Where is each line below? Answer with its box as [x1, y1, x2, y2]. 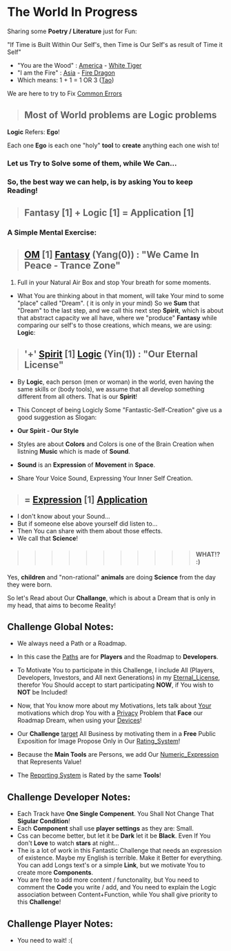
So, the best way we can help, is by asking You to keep [7, 177, 193, 187]
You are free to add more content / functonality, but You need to [17, 876, 199, 884]
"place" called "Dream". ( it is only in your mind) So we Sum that [17, 299, 200, 307]
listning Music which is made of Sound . [17, 447, 131, 455]
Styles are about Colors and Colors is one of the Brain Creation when [17, 440, 214, 448]
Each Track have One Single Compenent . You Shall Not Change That [17, 810, 214, 818]
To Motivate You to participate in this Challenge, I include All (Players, [17, 666, 215, 674]
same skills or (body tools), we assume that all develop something [17, 385, 205, 393]
